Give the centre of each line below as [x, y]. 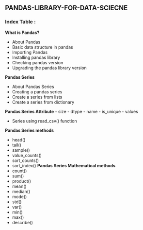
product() [22, 181]
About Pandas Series [33, 87]
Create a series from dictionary [43, 102]
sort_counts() [25, 160]
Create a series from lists [37, 97]
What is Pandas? [22, 32]
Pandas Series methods [30, 130]
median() [21, 191]
